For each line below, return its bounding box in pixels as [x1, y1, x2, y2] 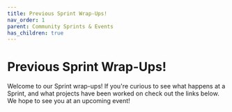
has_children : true [7, 29, 64, 37]
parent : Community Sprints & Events [7, 23, 114, 30]
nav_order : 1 [7, 17, 45, 24]
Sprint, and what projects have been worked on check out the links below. [7, 89, 219, 97]
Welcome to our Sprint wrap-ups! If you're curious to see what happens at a [7, 82, 226, 91]
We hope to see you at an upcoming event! [7, 97, 130, 105]
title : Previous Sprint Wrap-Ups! [7, 10, 108, 17]
